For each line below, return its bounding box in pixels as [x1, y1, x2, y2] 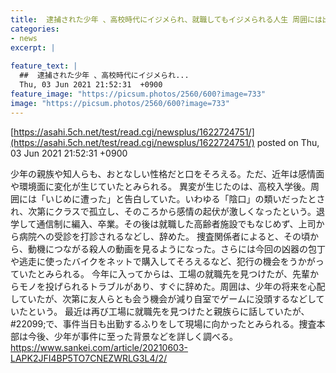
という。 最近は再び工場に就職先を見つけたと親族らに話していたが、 [27, 305, 310, 317]
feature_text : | [10, 61, 78, 71]
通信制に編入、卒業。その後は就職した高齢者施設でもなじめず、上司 [36, 217, 317, 230]
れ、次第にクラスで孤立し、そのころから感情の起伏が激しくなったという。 [10, 205, 317, 217]
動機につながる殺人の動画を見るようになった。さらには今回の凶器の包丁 [27, 242, 326, 255]
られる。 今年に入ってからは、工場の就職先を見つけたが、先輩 [53, 267, 310, 280]
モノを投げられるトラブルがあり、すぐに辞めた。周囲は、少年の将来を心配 [18, 280, 326, 292]
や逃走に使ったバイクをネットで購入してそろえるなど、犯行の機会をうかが [10, 255, 316, 267]
